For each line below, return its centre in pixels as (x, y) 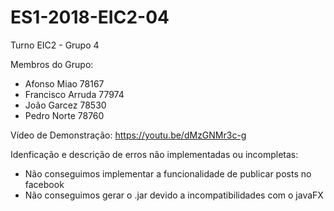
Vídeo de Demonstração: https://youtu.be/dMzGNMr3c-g (128, 135)
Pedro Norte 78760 (64, 115)
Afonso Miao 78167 (64, 83)
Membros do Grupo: (52, 64)
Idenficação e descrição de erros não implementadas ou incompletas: (154, 154)
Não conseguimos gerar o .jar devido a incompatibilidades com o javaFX (174, 195)
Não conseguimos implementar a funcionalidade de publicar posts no (168, 173)
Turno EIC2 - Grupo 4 (55, 45)
